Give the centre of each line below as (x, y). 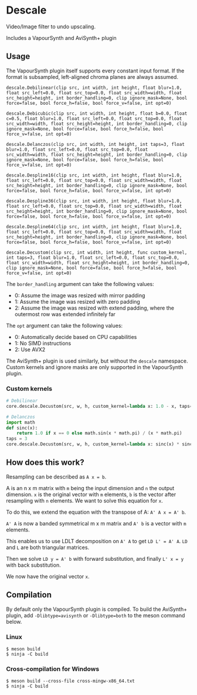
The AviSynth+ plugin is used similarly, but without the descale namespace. (97, 361)
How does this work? (45, 463)
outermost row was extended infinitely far (65, 314)
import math (21, 422)
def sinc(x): (22, 428)
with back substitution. (33, 565)
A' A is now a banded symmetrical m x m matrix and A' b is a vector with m (96, 523)
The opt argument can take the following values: (64, 325)
